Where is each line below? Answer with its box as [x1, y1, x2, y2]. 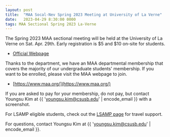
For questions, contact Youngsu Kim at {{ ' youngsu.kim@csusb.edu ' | [5, 121, 151, 127]
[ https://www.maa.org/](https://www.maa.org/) [12, 81, 111, 87]
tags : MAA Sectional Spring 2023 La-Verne [5, 21, 96, 27]
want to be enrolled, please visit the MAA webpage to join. [5, 71, 127, 77]
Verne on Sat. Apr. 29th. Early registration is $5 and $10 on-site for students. [5, 41, 165, 47]
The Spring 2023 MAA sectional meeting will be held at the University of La [5, 35, 163, 41]
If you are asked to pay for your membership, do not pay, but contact [5, 90, 150, 97]
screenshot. [5, 102, 30, 108]
